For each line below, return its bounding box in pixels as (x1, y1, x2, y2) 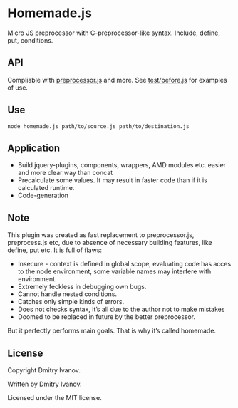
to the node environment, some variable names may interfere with (17, 267, 212, 276)
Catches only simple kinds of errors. (17, 298, 125, 306)
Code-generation (17, 191, 69, 200)
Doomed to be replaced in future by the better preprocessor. (17, 313, 196, 321)
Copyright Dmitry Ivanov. (7, 366, 81, 375)
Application (7, 142, 61, 154)
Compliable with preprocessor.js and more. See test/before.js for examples (7, 75, 227, 84)
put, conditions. (7, 36, 53, 44)
